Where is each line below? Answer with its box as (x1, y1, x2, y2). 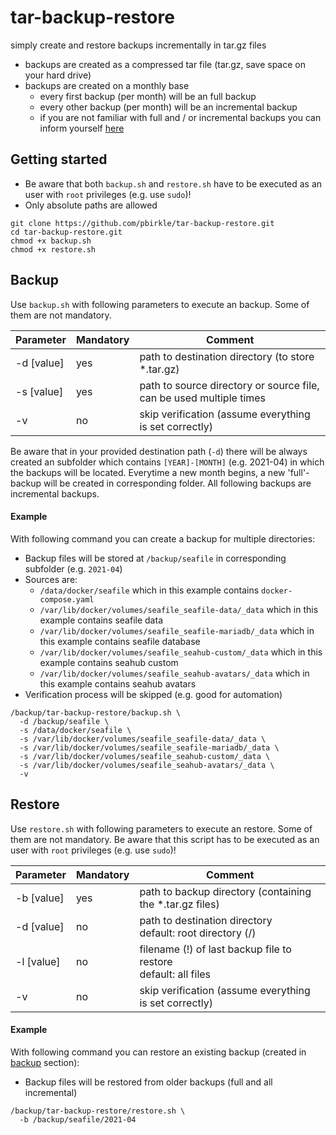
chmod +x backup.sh (10, 236, 92, 246)
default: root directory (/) (139, 926, 257, 940)
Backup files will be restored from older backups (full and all (24, 1076, 273, 1088)
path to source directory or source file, (139, 378, 320, 392)
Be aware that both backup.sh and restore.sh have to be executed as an (24, 177, 323, 190)
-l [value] (15, 954, 61, 968)
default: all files (139, 967, 212, 981)
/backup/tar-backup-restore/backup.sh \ (10, 707, 182, 718)
